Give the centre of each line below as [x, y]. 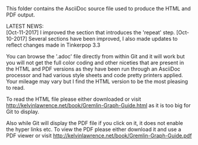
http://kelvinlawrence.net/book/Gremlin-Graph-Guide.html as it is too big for [98, 105]
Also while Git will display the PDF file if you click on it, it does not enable [95, 123]
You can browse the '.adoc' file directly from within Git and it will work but [95, 56]
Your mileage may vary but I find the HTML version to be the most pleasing [97, 81]
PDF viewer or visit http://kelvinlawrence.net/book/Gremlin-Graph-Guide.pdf [99, 136]
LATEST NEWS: [25, 26]
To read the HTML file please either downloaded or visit [74, 99]
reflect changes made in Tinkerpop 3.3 [53, 45]
